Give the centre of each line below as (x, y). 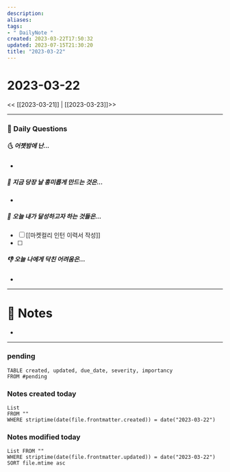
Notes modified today (44, 437)
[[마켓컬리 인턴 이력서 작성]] (63, 235)
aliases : (20, 20)
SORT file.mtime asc (37, 463)
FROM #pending (27, 376)
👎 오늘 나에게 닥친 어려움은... (46, 259)
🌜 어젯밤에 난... (28, 146)
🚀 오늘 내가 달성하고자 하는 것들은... (54, 216)
